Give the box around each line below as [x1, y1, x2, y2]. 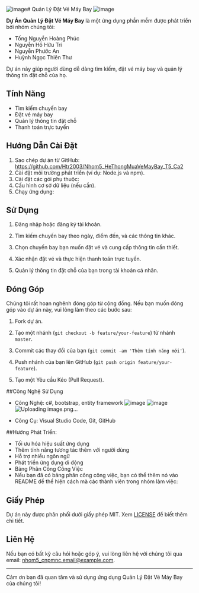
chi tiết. [6, 517, 25, 525]
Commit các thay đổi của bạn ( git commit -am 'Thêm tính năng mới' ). [14, 347, 187, 354]
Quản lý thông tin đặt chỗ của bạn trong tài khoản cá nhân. [14, 267, 159, 274]
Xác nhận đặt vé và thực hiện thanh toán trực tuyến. [14, 255, 142, 262]
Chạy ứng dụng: [14, 188, 54, 195]
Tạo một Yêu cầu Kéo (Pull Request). [14, 376, 104, 383]
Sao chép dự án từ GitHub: [14, 156, 80, 163]
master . [14, 335, 33, 343]
